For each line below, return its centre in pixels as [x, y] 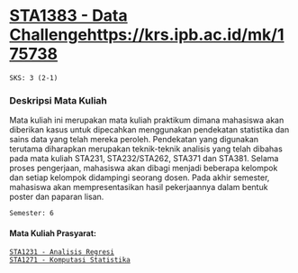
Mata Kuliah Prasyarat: [53, 233]
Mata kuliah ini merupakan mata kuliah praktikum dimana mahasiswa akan [147, 120]
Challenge [49, 35]
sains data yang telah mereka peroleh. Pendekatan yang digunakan [134, 140]
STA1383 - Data [68, 16]
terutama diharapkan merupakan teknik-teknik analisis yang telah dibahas [146, 149]
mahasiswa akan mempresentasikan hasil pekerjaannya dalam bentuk [139, 187]
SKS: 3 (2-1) [34, 77]
